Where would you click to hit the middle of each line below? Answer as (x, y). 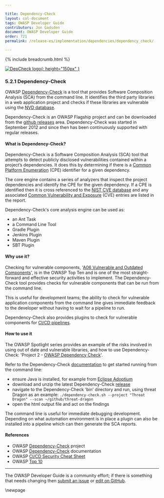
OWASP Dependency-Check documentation (57, 451)
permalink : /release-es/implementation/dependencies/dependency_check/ (79, 41)
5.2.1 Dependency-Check (36, 81)
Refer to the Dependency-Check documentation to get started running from (81, 364)
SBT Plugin (23, 245)
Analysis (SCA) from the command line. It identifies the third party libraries (80, 97)
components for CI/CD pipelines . (38, 322)
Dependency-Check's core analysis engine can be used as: (65, 210)
